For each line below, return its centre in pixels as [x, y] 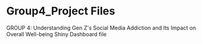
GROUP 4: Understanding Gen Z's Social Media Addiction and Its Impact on [101, 28]
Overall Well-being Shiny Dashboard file [56, 34]
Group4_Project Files [61, 11]
